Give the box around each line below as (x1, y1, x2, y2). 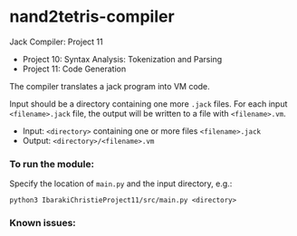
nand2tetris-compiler (9, 6, 175, 27)
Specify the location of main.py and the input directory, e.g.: (9, 178, 233, 189)
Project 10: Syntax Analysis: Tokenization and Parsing (22, 53, 223, 64)
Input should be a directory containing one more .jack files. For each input (9, 98, 288, 109)
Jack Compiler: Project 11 (9, 36, 103, 47)
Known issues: (9, 217, 77, 230)
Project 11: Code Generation (22, 63, 127, 74)
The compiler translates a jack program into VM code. (9, 80, 210, 91)
